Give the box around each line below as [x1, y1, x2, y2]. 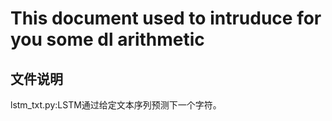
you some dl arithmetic [10, 28, 205, 51]
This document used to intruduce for [10, 7, 322, 30]
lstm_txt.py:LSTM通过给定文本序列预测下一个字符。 [10, 99, 222, 111]
